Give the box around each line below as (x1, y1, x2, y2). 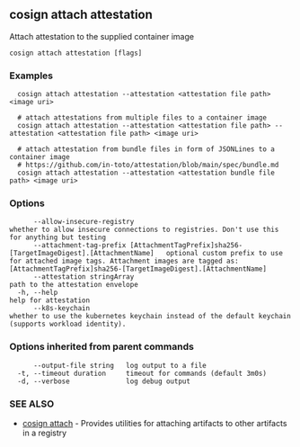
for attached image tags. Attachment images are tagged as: (9, 256, 240, 266)
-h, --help (17, 288, 58, 298)
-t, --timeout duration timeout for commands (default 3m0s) (17, 369, 268, 378)
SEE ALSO (9, 398, 55, 410)
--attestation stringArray (32, 273, 135, 282)
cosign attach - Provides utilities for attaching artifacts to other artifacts (22, 418, 287, 428)
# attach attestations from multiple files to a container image (17, 113, 268, 122)
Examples (9, 69, 54, 82)
